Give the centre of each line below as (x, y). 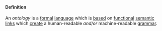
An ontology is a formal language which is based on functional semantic (80, 18)
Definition (16, 7)
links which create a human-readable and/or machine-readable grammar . (81, 23)
